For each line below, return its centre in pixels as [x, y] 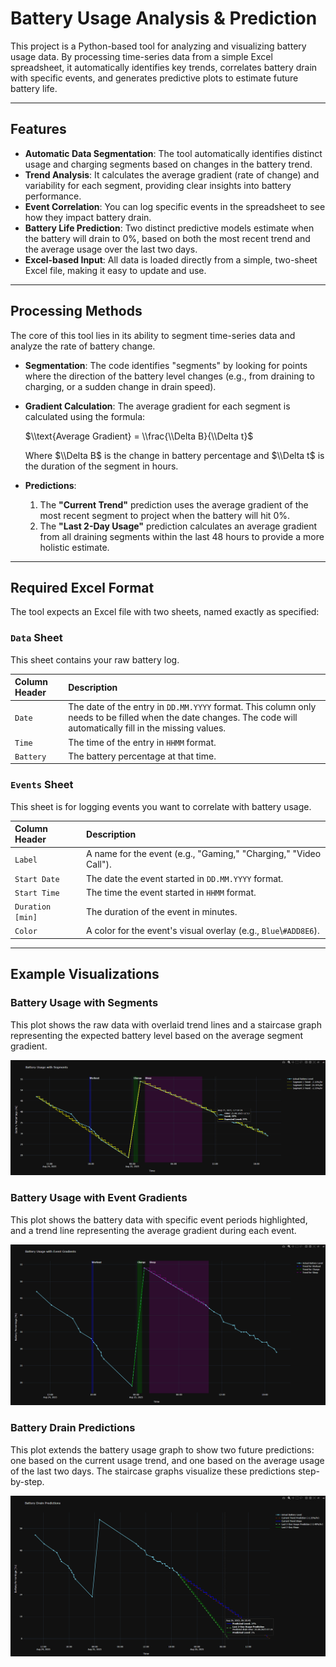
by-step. [27, 1481]
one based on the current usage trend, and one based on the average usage [167, 1460]
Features [38, 129]
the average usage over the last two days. [111, 249]
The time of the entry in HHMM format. [142, 742]
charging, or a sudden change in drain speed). [120, 386]
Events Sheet [42, 785]
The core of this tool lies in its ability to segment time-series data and [153, 335]
